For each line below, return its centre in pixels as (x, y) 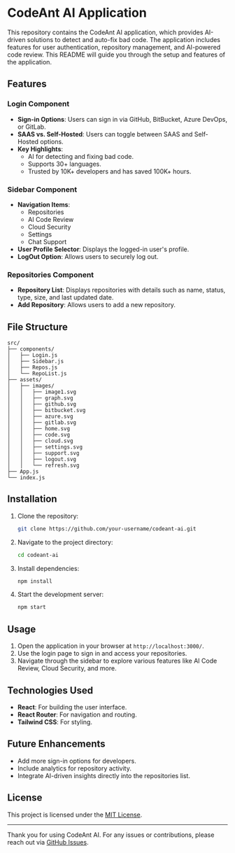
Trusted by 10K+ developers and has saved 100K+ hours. (109, 171)
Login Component (38, 104)
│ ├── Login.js (33, 355)
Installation (32, 499)
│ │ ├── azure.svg (40, 417)
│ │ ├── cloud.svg (40, 441)
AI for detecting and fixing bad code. (81, 156)
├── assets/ (24, 380)
